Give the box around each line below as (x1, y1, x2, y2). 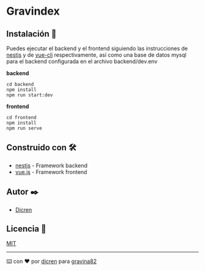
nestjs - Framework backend (15, 162, 88, 169)
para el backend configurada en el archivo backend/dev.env (6, 58, 157, 65)
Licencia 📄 (6, 224, 47, 234)
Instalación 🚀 (6, 29, 57, 39)
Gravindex (6, 4, 60, 18)
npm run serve (6, 125, 43, 131)
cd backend (6, 81, 34, 87)
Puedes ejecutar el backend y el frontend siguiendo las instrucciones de (6, 45, 188, 52)
